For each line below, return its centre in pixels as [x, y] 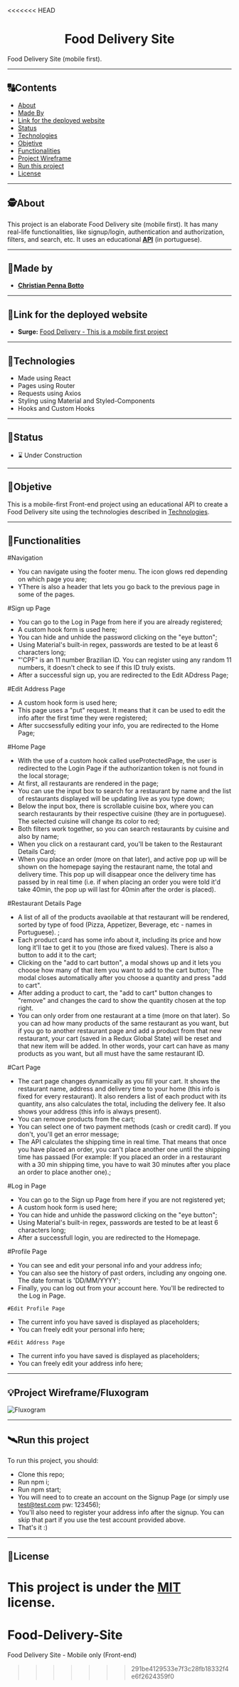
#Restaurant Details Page [44, 903]
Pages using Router [46, 386]
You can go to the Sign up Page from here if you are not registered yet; [121, 1200]
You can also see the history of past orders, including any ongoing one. [122, 1273]
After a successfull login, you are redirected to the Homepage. [109, 1238]
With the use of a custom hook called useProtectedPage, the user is [117, 761]
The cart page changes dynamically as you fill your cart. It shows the [119, 1081]
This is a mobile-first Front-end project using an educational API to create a [118, 504]
